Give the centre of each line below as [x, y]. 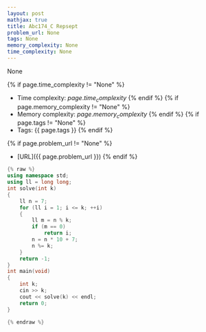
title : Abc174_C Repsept [43, 26]
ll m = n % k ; [52, 220]
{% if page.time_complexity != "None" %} [66, 84]
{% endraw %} [26, 322]
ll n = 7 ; [34, 201]
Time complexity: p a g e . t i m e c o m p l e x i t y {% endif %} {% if [98, 98]
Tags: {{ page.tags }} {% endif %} [65, 130]
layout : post [26, 13]
